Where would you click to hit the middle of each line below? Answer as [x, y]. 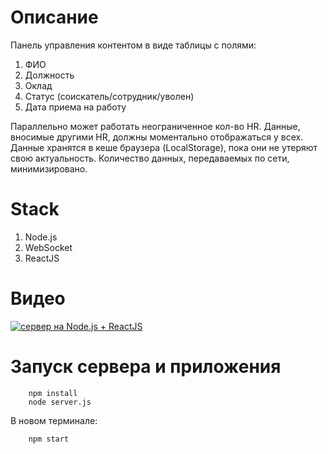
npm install [53, 393]
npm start [49, 439]
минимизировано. [49, 168]
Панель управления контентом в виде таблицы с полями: [133, 45]
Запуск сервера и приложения [146, 367]
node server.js [60, 402]
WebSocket [48, 247]
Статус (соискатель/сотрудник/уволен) [109, 96]
